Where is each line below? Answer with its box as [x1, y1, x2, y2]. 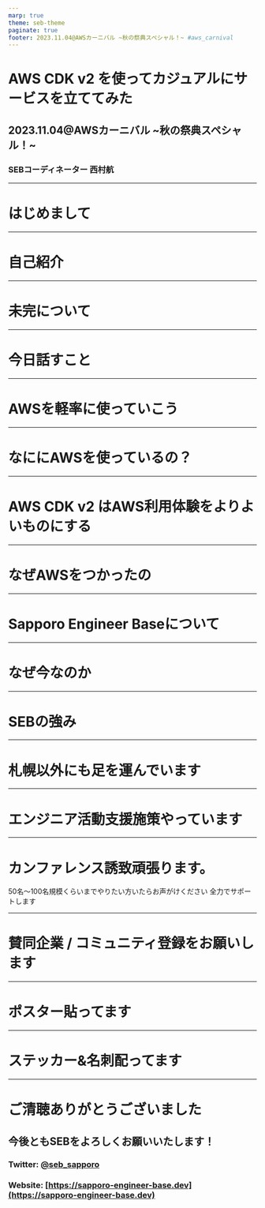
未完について [8, 302, 91, 321]
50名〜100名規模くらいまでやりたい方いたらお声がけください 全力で [8, 887, 231, 896]
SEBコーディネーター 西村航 [8, 163, 114, 174]
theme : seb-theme [8, 19, 65, 27]
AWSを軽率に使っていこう [8, 400, 179, 418]
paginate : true [8, 26, 58, 34]
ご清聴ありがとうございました [8, 1101, 203, 1119]
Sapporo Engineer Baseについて [8, 615, 220, 632]
